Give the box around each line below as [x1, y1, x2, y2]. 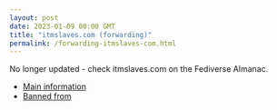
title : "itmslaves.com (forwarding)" [9, 30, 153, 39]
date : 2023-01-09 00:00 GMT [9, 22, 116, 31]
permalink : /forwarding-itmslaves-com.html [9, 38, 177, 48]
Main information [22, 81, 86, 92]
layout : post [9, 13, 59, 23]
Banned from [22, 91, 72, 102]
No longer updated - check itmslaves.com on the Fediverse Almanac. [9, 64, 269, 75]
